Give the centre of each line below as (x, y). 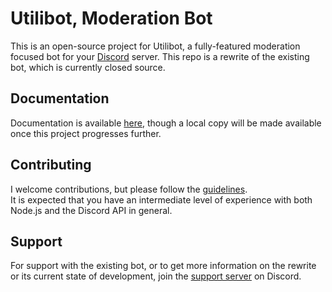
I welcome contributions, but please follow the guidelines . (129, 189)
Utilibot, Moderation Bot (111, 18)
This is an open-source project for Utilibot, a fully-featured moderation (155, 46)
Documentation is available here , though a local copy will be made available (166, 123)
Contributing (51, 165)
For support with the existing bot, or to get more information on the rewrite (163, 266)
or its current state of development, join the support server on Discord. (156, 276)
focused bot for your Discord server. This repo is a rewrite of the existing (160, 56)
